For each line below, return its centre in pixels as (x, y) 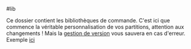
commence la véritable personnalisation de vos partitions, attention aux (95, 27)
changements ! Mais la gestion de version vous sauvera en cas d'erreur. (96, 33)
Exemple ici (21, 40)
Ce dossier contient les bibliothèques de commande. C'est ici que (88, 20)
